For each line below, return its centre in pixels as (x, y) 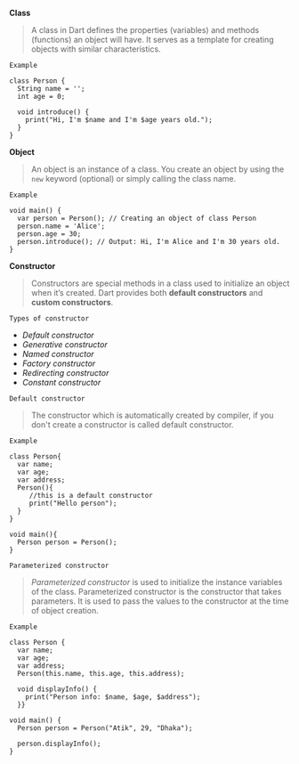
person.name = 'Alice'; (61, 226)
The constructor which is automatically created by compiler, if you (152, 415)
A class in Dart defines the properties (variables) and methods (145, 30)
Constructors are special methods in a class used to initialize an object (160, 283)
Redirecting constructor (65, 373)
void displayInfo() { (57, 689)
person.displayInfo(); (59, 744)
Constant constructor (61, 382)
